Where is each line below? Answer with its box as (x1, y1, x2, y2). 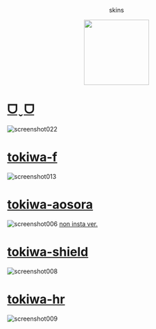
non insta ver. (58, 219, 98, 228)
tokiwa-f (7, 150, 58, 166)
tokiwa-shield (7, 244, 89, 259)
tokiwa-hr (7, 291, 65, 307)
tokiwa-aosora (7, 197, 94, 213)
